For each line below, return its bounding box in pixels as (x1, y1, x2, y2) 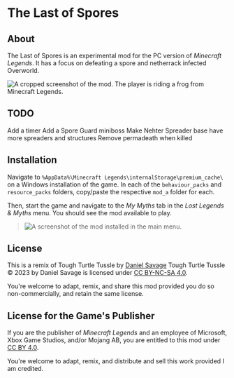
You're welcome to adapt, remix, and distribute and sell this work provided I (7, 357, 225, 365)
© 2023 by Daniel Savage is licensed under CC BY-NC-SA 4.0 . (7, 269, 188, 277)
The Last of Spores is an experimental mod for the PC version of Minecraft (7, 51, 222, 60)
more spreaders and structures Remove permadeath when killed (7, 133, 193, 142)
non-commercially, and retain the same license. (7, 290, 145, 298)
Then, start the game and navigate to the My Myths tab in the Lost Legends (7, 201, 225, 210)
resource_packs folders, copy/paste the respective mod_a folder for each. (7, 187, 215, 196)
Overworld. (7, 67, 40, 74)
